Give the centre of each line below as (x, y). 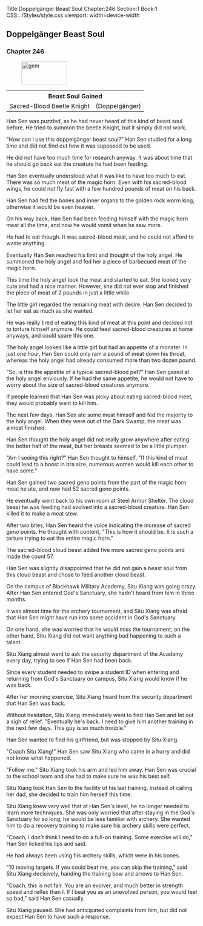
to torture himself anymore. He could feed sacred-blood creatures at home (100, 329)
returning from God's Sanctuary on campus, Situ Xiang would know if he (97, 678)
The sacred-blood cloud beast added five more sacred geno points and (95, 550)
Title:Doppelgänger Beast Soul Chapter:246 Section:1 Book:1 (82, 9)
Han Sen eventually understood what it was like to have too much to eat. (96, 175)
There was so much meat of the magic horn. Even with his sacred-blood (96, 182)
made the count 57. (30, 556)
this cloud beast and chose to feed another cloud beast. (76, 574)
